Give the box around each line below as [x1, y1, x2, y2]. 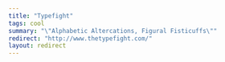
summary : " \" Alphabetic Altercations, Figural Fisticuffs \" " [8, 27, 218, 35]
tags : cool [8, 19, 45, 27]
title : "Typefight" [8, 11, 74, 20]
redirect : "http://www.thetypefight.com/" [8, 34, 153, 43]
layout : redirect [8, 42, 67, 50]
